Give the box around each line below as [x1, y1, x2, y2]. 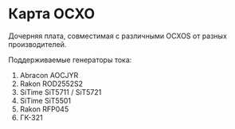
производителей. [8, 39, 67, 49]
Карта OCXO [8, 5, 96, 23]
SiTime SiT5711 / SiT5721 [19, 87, 102, 96]
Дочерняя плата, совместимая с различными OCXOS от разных [8, 31, 227, 41]
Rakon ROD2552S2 [19, 79, 84, 88]
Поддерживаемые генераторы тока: [8, 55, 132, 64]
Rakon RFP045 [19, 104, 69, 114]
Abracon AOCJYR [19, 70, 79, 80]
